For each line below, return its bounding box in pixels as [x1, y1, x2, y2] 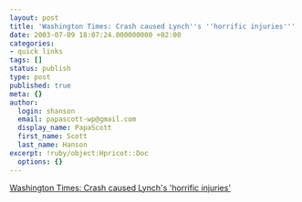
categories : [9, 38, 55, 48]
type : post [9, 73, 51, 82]
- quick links [9, 47, 64, 56]
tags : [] [9, 56, 43, 65]
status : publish [9, 65, 71, 74]
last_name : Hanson [17, 140, 89, 149]
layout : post [9, 13, 59, 23]
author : [9, 97, 39, 107]
